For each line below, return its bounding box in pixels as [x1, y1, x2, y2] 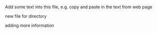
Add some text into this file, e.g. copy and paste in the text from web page [5, 4, 153, 10]
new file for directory [5, 13, 47, 19]
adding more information [5, 22, 55, 28]
